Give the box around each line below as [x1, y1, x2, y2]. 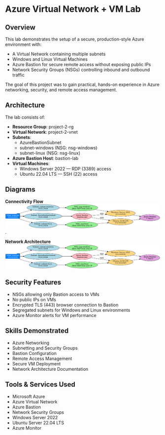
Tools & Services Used [5, 380, 75, 389]
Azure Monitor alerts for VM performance [12, 312, 97, 318]
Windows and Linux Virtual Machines [12, 56, 88, 62]
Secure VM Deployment [12, 360, 61, 366]
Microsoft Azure [12, 394, 45, 399]
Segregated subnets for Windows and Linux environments [12, 307, 131, 313]
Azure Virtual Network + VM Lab [5, 3, 141, 15]
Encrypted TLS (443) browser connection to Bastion [12, 302, 119, 308]
